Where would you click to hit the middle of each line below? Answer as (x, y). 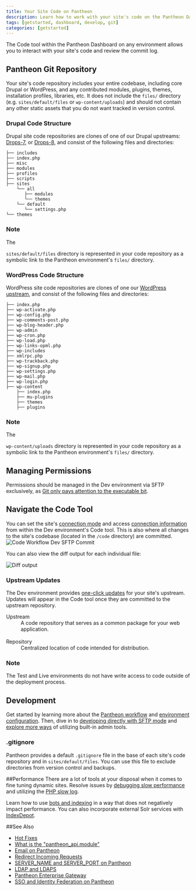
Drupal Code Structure (39, 123)
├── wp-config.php (28, 315)
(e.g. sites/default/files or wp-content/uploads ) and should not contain (94, 102)
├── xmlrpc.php (24, 356)
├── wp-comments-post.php (37, 320)
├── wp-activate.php (31, 310)
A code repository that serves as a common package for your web (100, 623)
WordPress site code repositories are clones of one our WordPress (86, 287)
